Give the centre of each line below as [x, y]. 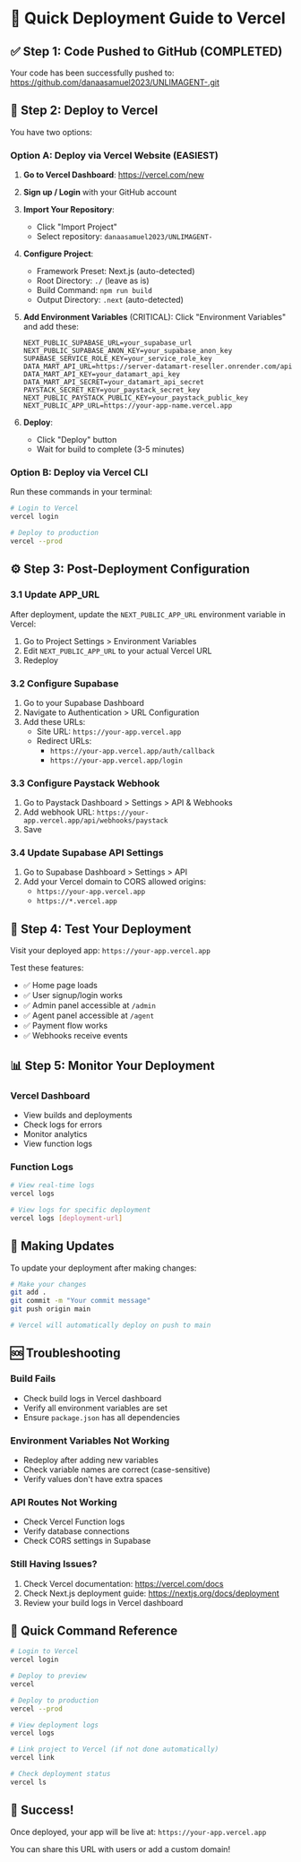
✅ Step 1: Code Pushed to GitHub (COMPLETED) [146, 52]
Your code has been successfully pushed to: [92, 73]
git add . [29, 1293]
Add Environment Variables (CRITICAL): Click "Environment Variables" [155, 317]
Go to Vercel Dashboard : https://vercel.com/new [113, 175]
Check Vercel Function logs [74, 1521]
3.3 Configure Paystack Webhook [85, 783]
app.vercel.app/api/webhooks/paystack [95, 821]
